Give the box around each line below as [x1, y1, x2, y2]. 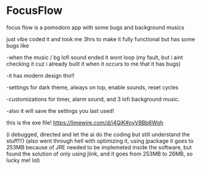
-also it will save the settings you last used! [6, 107, 115, 114]
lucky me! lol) [6, 156, 40, 164]
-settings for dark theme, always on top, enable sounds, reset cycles [6, 83, 178, 91]
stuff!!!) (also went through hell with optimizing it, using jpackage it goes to [6, 137, 194, 144]
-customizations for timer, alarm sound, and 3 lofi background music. [6, 95, 180, 103]
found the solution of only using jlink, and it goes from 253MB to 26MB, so [6, 150, 193, 157]
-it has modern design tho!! [6, 72, 75, 79]
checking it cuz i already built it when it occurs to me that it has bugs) [6, 60, 181, 67]
